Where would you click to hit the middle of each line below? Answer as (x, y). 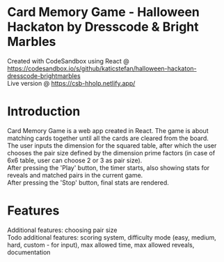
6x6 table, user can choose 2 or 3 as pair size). (75, 160)
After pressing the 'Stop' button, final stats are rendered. (88, 183)
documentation (29, 252)
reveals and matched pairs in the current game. (75, 175)
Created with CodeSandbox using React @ (69, 61)
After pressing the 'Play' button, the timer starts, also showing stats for (109, 167)
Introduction (44, 111)
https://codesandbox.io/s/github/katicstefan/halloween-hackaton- (102, 68)
